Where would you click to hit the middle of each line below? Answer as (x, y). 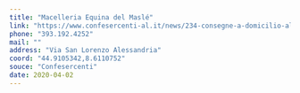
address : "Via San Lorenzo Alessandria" (86, 50)
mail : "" (25, 42)
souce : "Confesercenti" (54, 67)
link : (19, 26)
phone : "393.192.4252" (51, 34)
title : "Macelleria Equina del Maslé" (81, 17)
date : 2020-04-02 (42, 75)
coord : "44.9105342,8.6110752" (67, 58)
